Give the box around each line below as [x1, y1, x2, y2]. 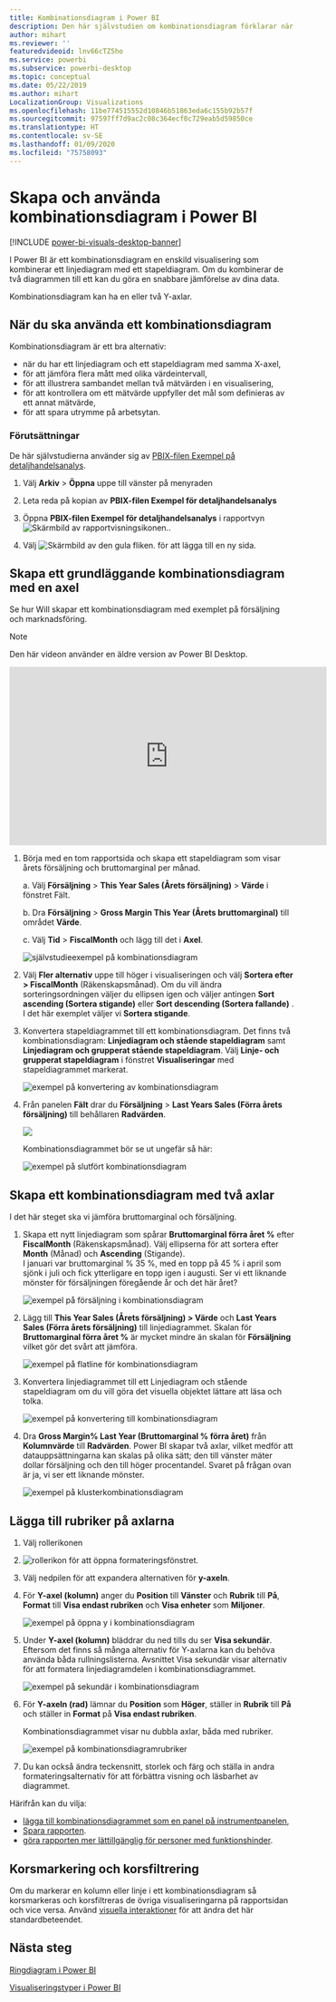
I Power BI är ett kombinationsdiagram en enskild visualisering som [9, 254, 260, 265]
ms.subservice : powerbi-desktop [9, 64, 131, 73]
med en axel [9, 580, 80, 596]
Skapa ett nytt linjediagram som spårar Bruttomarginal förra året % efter [22, 1229, 294, 1240]
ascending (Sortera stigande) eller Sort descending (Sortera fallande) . [22, 998, 294, 1009]
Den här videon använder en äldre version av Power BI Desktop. [9, 649, 248, 660]
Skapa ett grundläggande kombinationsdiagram [9, 566, 285, 581]
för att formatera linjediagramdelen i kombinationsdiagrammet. [22, 1664, 256, 1675]
